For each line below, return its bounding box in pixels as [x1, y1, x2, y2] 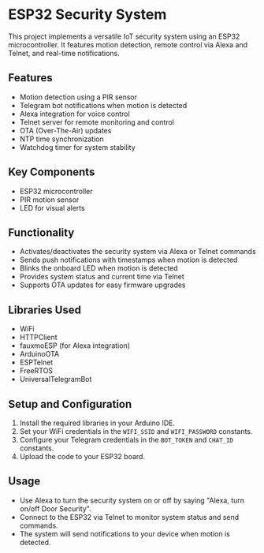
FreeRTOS [19, 366, 54, 376]
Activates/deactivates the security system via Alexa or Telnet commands [19, 247, 256, 256]
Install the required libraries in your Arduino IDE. [19, 418, 176, 428]
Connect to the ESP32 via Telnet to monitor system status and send [19, 512, 240, 521]
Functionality [8, 226, 75, 239]
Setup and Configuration [8, 397, 132, 411]
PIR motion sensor [19, 195, 80, 204]
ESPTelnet [19, 357, 54, 368]
